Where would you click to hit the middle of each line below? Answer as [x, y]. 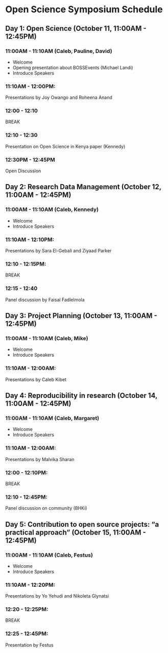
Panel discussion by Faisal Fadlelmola [45, 300]
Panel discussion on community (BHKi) [46, 508]
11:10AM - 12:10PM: [30, 240]
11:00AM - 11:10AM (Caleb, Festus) [49, 555]
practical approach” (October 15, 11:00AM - [76, 532]
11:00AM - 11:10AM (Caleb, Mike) [47, 338]
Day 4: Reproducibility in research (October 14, [81, 396]
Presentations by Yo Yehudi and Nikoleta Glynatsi [57, 596]
